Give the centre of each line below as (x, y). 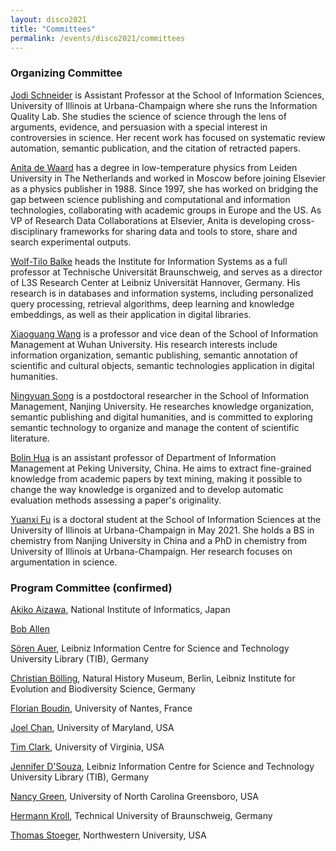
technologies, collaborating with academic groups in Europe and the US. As (166, 210)
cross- (301, 220)
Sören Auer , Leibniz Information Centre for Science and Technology (150, 648)
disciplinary (34, 231)
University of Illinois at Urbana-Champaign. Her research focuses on (151, 551)
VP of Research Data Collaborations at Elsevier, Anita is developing (148, 220)
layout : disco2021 (48, 19)
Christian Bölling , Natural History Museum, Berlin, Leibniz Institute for (153, 678)
